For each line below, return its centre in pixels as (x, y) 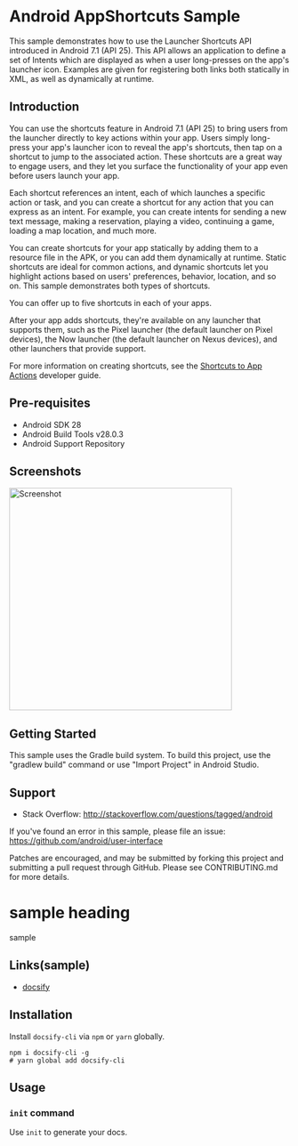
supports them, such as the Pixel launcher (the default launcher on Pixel (141, 329)
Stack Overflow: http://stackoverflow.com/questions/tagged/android (147, 814)
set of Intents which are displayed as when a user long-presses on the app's (149, 60)
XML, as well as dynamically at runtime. (82, 78)
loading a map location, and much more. (83, 230)
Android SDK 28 (52, 424)
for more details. (39, 877)
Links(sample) (50, 966)
